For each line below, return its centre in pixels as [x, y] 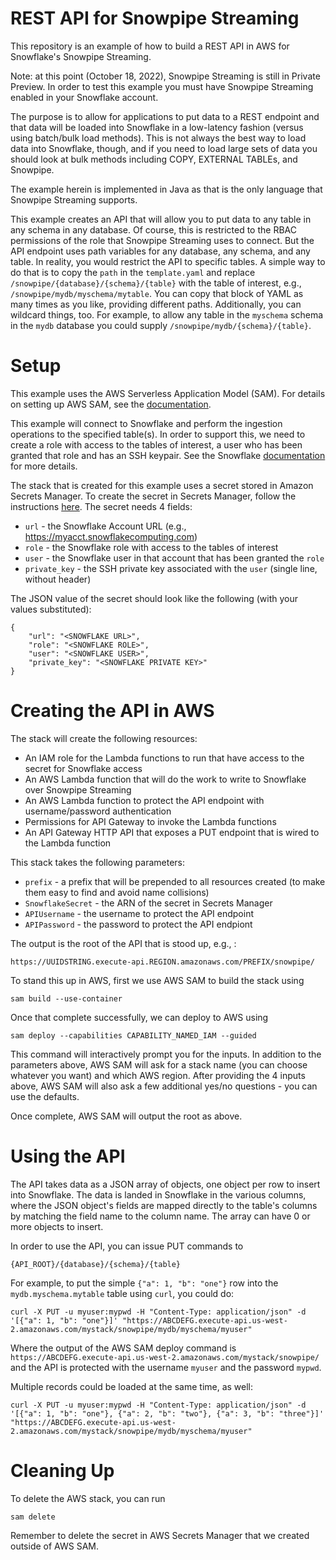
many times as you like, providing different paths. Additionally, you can [156, 304]
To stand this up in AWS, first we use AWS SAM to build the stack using [157, 980]
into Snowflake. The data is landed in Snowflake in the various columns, [158, 1194]
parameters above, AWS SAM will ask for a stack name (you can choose [159, 1064]
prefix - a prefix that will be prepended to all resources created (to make [175, 881]
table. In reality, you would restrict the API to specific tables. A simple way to [168, 261]
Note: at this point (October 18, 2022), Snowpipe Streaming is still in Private [165, 76]
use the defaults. [45, 1096]
